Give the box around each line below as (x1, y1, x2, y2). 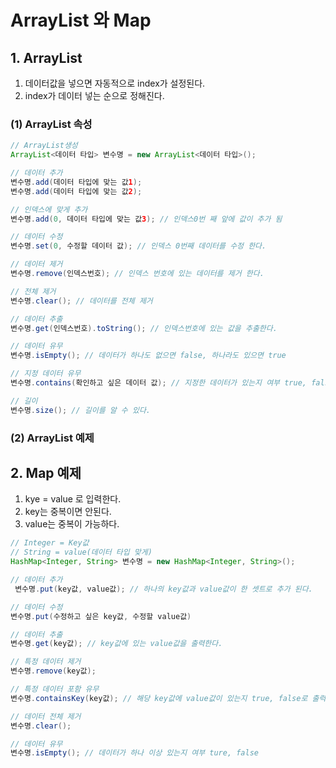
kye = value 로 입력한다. (24, 493, 122, 505)
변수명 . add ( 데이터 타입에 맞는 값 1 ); (10, 177, 143, 187)
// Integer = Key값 (10, 538, 90, 548)
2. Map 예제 (10, 464, 82, 481)
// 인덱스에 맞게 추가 (10, 204, 88, 215)
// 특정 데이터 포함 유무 (10, 684, 100, 695)
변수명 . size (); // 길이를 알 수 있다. (10, 405, 151, 415)
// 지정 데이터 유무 (10, 369, 82, 379)
